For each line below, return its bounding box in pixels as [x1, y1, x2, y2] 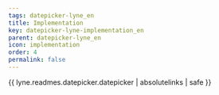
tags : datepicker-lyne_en [8, 11, 94, 20]
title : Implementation [8, 19, 84, 27]
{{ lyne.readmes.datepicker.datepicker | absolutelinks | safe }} [8, 77, 212, 87]
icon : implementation [8, 41, 80, 49]
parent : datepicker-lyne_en [8, 33, 102, 42]
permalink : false [8, 56, 66, 64]
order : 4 [8, 48, 37, 56]
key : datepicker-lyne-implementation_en [8, 26, 145, 34]
